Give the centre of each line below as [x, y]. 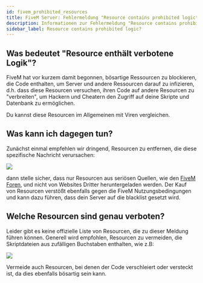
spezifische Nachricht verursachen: [51, 155]
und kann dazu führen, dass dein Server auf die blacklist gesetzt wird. [93, 197]
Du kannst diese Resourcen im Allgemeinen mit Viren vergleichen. [88, 115]
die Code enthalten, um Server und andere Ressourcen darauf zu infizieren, [100, 84]
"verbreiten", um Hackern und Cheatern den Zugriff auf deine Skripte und [98, 97]
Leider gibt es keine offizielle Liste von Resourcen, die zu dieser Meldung [97, 231]
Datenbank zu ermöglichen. [41, 103]
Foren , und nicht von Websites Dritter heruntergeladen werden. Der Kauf [97, 184]
